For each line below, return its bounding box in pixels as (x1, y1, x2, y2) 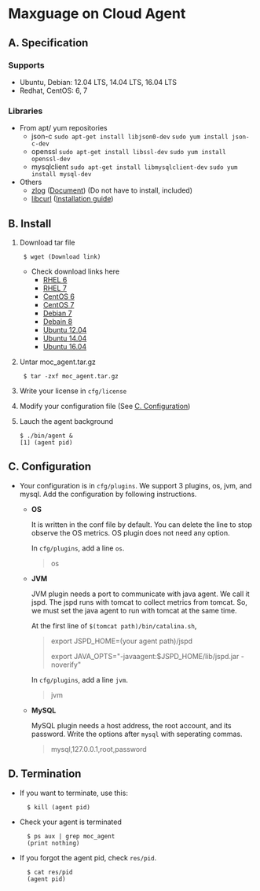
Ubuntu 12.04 (42, 325, 87, 334)
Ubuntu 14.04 (42, 333, 87, 343)
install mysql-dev (31, 171, 92, 179)
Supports (8, 60, 45, 71)
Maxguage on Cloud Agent (8, 5, 186, 23)
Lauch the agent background (19, 416, 114, 425)
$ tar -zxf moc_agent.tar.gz (23, 372, 119, 380)
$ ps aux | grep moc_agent (27, 832, 115, 840)
